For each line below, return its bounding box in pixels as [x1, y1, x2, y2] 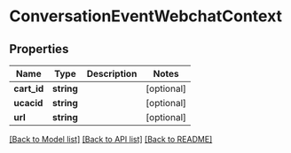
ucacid [13, 97, 43, 109]
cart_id [13, 82, 44, 95]
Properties [9, 42, 69, 57]
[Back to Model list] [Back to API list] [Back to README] [9, 134, 213, 144]
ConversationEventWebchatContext [9, 6, 282, 27]
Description [86, 68, 138, 80]
